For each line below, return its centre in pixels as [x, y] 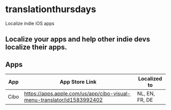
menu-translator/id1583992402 [63, 100]
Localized [150, 79]
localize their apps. [36, 47]
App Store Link [78, 82]
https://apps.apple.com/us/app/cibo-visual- [77, 94]
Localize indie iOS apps [30, 23]
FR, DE [145, 100]
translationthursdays [51, 9]
